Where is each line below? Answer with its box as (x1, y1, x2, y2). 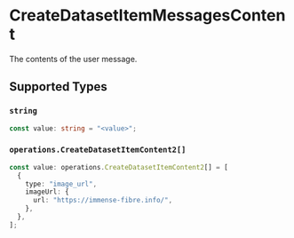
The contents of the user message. (9, 53, 138, 64)
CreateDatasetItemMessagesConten (9, 5, 286, 26)
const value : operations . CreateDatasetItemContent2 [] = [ (9, 163, 228, 171)
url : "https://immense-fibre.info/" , (32, 196, 173, 205)
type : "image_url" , (25, 179, 98, 188)
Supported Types (9, 79, 108, 94)
